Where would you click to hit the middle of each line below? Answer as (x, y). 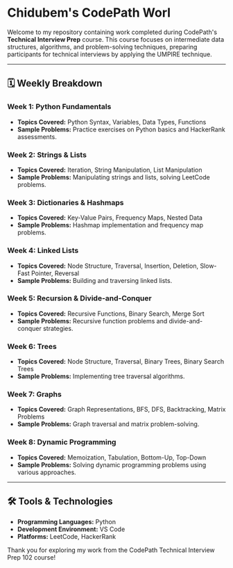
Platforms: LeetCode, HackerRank (67, 536)
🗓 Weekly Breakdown (55, 84)
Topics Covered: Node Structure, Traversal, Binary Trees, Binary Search (120, 362)
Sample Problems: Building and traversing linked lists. (95, 280)
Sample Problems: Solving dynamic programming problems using (112, 464)
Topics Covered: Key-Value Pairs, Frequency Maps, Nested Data (110, 218)
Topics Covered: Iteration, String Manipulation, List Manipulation (110, 170)
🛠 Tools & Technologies (60, 502)
